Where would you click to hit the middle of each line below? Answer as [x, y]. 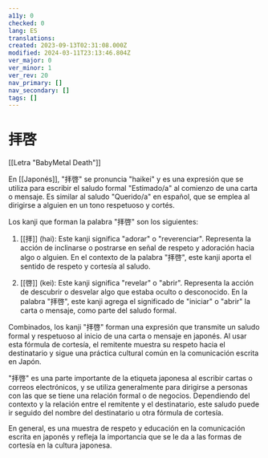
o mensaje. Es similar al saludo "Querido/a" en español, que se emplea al [129, 197]
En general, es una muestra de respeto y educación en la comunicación [127, 428]
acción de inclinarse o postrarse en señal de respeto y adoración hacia [137, 248]
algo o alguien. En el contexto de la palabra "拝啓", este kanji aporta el [136, 257]
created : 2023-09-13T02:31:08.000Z [68, 46]
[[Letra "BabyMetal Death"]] [55, 163]
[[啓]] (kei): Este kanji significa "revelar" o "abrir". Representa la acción [137, 283]
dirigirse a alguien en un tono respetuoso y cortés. [91, 205]
